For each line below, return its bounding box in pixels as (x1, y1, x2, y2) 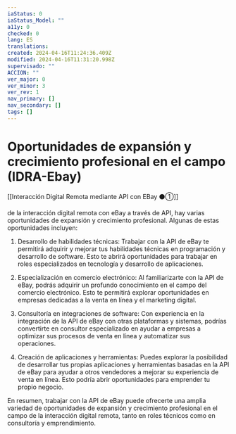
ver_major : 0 (7, 75, 46, 83)
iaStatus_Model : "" (7, 17, 65, 24)
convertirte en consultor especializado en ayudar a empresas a (17, 324, 201, 333)
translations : (7, 43, 49, 50)
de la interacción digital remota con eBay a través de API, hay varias (7, 208, 205, 217)
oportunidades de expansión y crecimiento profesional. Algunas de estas (7, 216, 220, 224)
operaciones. (17, 339, 56, 347)
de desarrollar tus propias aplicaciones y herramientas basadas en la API (17, 360, 230, 369)
